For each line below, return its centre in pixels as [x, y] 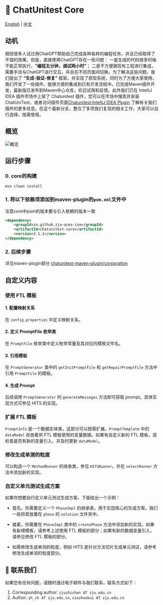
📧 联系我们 [21, 570]
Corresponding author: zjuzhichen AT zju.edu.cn [62, 592]
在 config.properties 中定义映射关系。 [44, 319]
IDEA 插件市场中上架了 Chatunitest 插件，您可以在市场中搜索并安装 [72, 96]
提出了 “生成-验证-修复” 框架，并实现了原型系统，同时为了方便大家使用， [83, 78]
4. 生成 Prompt [20, 385]
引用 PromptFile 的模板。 [30, 373]
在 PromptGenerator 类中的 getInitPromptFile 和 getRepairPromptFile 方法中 [81, 367]
